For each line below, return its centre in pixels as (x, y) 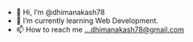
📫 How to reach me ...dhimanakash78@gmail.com (100, 29)
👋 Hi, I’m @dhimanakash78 (60, 12)
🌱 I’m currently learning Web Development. (87, 21)
